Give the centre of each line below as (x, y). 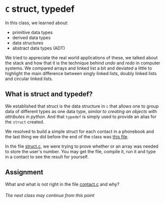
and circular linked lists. (29, 79)
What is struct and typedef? (49, 94)
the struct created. (25, 122)
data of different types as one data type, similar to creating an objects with (81, 111)
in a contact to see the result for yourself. (47, 157)
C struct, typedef (40, 9)
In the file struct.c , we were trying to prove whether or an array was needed (82, 146)
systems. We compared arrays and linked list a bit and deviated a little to (79, 68)
